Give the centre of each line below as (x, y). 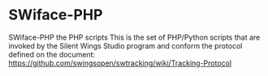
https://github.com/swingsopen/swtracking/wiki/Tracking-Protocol (120, 63)
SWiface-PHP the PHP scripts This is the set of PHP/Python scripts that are (134, 37)
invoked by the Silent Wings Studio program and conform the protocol (125, 45)
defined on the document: (52, 54)
